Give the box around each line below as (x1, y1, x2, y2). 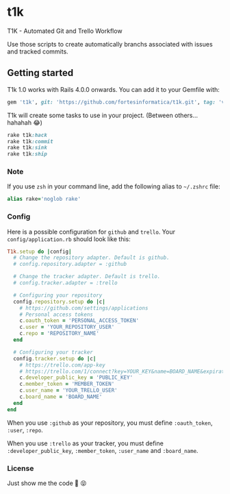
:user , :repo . (7, 425, 43, 434)
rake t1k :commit (7, 138, 53, 145)
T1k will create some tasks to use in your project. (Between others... (7, 111, 199, 119)
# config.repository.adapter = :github (13, 261, 127, 268)
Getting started (7, 67, 74, 79)
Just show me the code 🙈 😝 (7, 479, 87, 487)
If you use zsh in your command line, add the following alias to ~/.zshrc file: (7, 182, 220, 190)
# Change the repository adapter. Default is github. (13, 254, 170, 261)
